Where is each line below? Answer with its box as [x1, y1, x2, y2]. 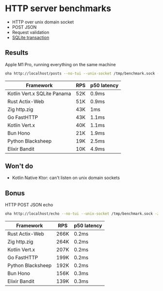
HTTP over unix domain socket [12, 19, 74, 25]
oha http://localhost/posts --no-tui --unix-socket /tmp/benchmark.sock [5, 71, 155, 76]
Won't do [5, 162, 33, 170]
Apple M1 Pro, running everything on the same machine [5, 61, 116, 67]
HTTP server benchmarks [5, 3, 112, 14]
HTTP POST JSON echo [5, 202, 53, 208]
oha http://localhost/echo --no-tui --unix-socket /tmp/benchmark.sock [5, 211, 153, 217]
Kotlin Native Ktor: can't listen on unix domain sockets [12, 175, 120, 181]
